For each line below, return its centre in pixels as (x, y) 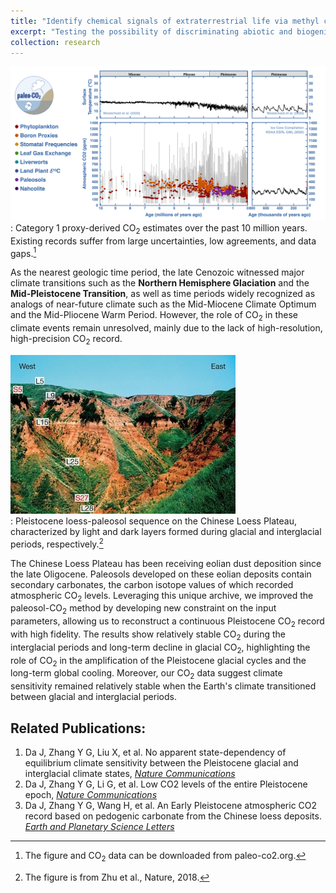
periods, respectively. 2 (57, 543)
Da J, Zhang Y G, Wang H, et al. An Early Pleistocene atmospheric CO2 (171, 806)
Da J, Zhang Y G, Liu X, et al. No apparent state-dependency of (155, 752)
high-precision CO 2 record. (66, 340)
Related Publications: (78, 728)
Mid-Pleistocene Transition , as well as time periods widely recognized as (163, 294)
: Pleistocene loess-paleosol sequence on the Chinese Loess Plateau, (154, 521)
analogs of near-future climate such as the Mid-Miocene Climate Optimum (163, 304)
